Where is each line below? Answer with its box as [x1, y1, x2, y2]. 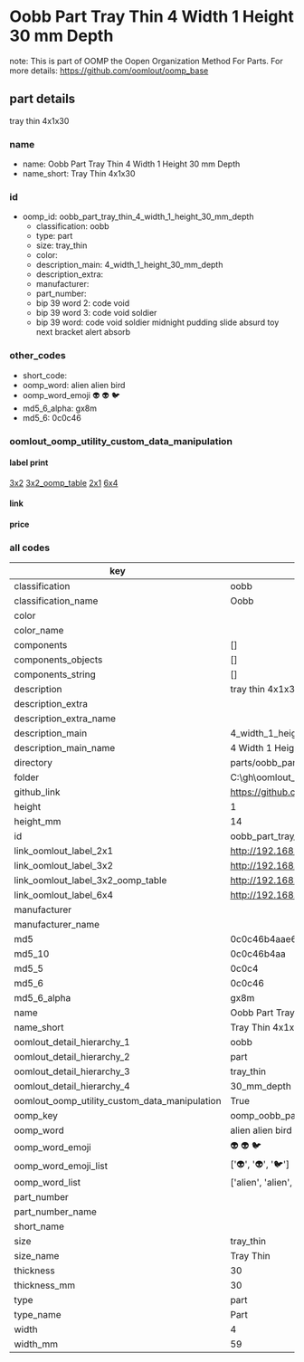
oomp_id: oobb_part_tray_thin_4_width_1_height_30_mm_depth [22, 211, 254, 223]
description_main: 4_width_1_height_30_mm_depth [35, 260, 223, 271]
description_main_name [14, 742, 116, 755]
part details [9, 91, 76, 107]
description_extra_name [14, 712, 116, 725]
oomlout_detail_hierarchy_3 [14, 1065, 130, 1078]
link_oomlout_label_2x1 [14, 844, 114, 857]
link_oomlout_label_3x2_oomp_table [14, 874, 167, 887]
